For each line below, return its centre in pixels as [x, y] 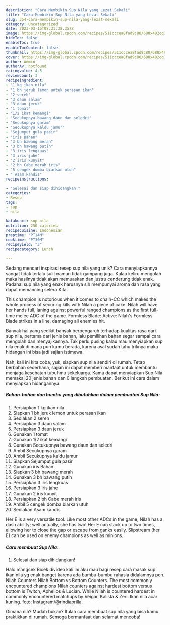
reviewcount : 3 [22, 76]
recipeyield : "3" [24, 244]
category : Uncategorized [32, 24]
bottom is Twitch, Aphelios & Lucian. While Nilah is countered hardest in [80, 591]
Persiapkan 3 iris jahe [35, 488]
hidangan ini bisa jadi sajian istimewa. [45, 352]
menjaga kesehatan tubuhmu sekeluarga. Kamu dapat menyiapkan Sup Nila [84, 373]
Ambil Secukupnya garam [40, 451]
